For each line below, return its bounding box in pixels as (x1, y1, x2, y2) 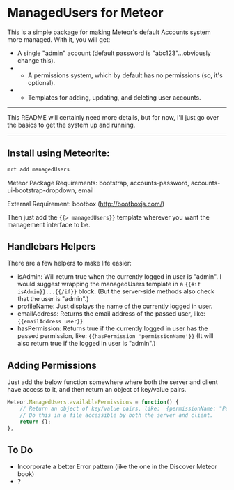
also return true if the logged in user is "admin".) (17, 339, 156, 348)
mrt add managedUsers (7, 166, 70, 173)
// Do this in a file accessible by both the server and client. (19, 412, 214, 419)
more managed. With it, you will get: (7, 35, 111, 43)
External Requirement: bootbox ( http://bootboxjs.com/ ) (7, 199, 165, 208)
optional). (27, 78, 56, 86)
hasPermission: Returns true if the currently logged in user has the (17, 324, 208, 332)
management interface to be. (7, 220, 91, 229)
